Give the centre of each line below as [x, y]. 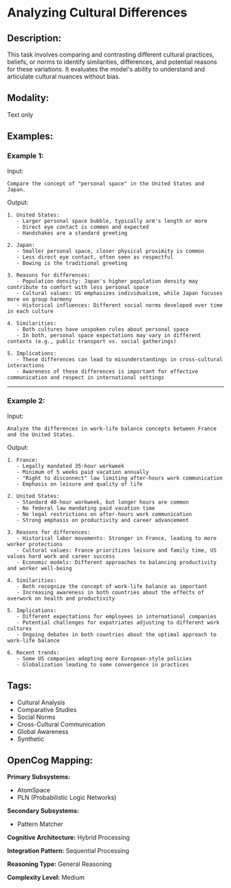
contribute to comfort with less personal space [78, 287]
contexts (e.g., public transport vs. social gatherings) [92, 341]
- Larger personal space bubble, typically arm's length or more [112, 221]
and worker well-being [40, 568]
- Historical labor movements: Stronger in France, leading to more [116, 538]
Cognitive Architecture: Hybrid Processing [69, 838]
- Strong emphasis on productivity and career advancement [102, 520]
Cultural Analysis [41, 702]
